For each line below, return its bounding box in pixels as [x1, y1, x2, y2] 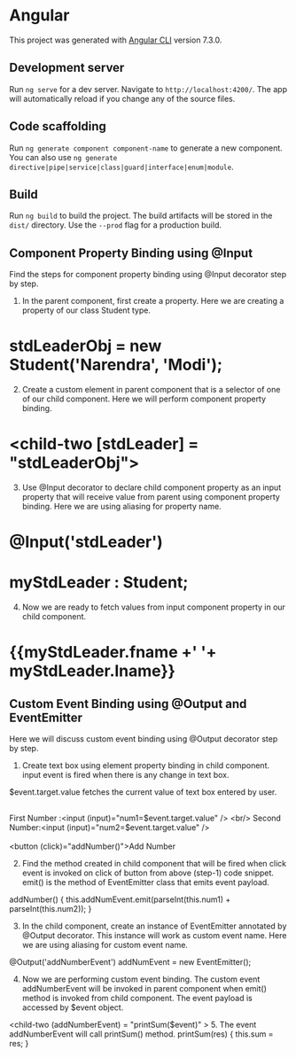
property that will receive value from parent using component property [21, 492, 281, 502]
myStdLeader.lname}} [9, 661, 175, 681]
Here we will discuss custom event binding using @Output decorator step [9, 734, 278, 744]
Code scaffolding [9, 119, 106, 134]
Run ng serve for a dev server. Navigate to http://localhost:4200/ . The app [9, 83, 288, 94]
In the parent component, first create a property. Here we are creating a [21, 296, 284, 307]
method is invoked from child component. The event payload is [21, 992, 253, 1003]
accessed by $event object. [21, 1002, 124, 1013]
